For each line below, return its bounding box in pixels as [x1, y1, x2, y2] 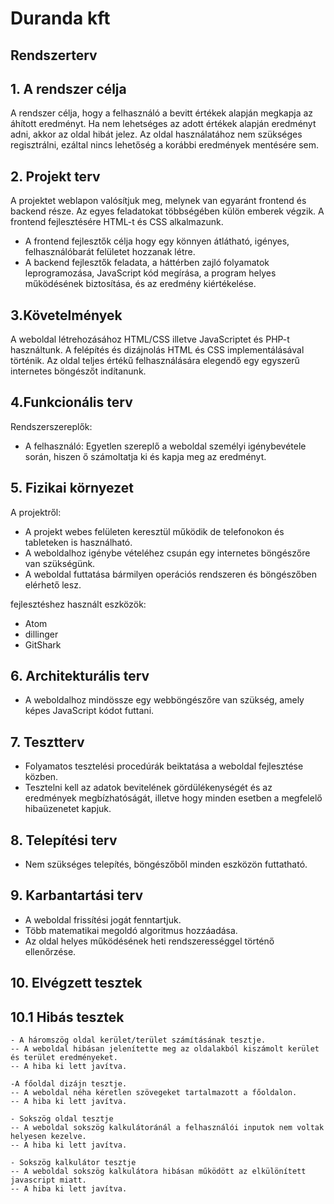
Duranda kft [10, 7, 111, 30]
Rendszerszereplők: [10, 420, 93, 432]
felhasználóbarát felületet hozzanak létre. [24, 246, 196, 258]
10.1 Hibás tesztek [10, 1008, 125, 1026]
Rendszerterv [10, 47, 98, 64]
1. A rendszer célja [10, 80, 127, 97]
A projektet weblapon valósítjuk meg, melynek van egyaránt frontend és [10, 195, 307, 207]
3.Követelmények [10, 307, 123, 324]
